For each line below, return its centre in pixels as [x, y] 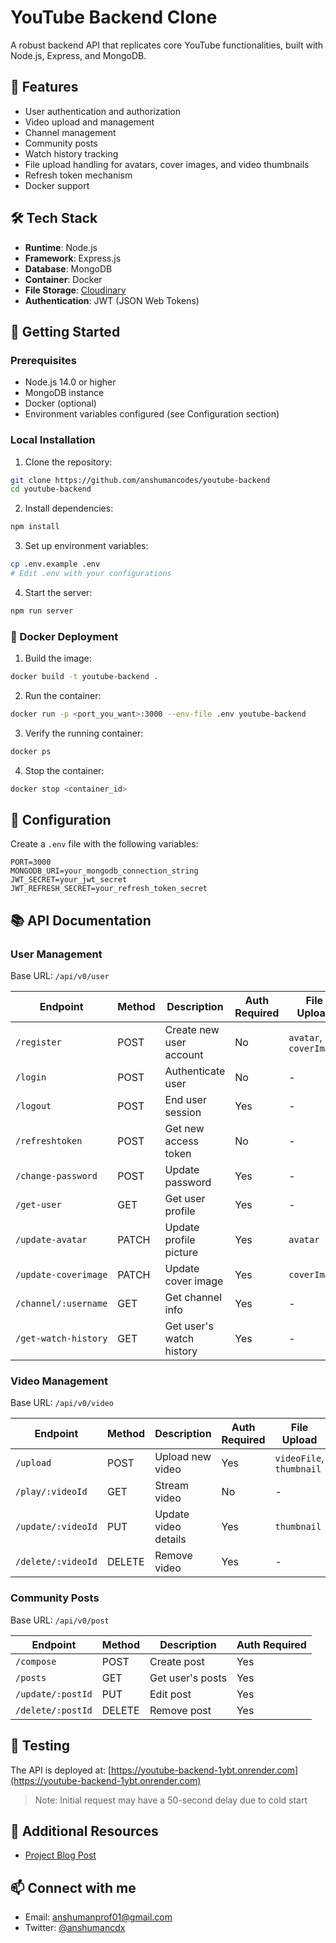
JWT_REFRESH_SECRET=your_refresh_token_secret [109, 889]
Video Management [59, 1381]
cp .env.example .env [55, 564]
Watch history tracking [71, 153]
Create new [192, 1030]
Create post [177, 1661]
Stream [171, 1486]
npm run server [42, 611]
